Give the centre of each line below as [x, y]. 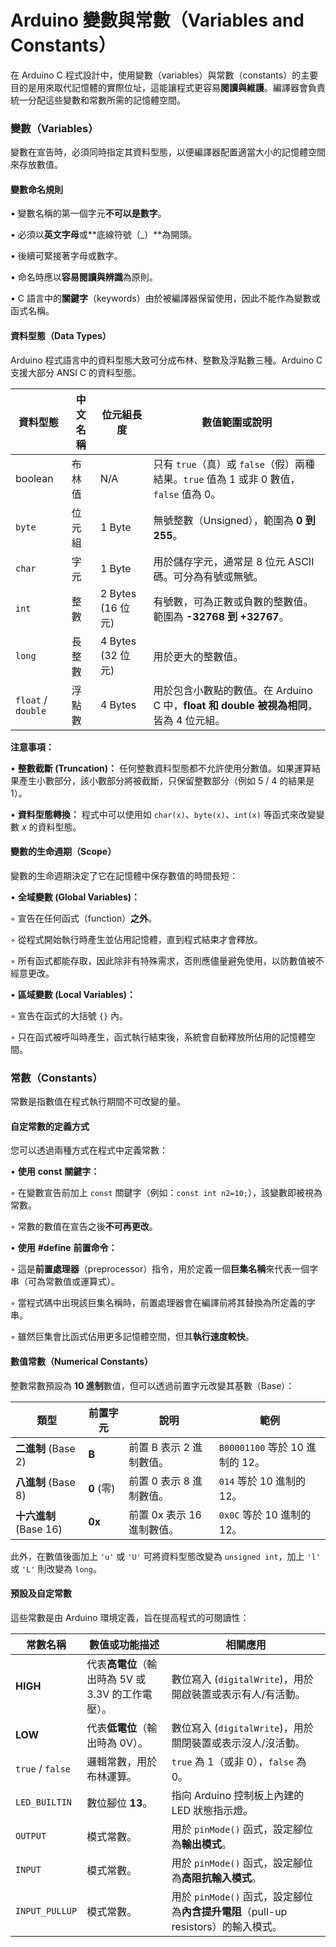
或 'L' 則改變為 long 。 [56, 1568]
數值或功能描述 [124, 1644]
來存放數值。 [36, 165]
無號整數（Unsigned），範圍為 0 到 [234, 520]
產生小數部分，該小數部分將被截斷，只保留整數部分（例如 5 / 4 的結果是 [166, 780]
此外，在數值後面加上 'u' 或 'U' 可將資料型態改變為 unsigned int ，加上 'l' [165, 1556]
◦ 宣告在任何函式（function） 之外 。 [84, 918]
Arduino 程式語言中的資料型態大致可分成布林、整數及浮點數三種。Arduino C [166, 360]
